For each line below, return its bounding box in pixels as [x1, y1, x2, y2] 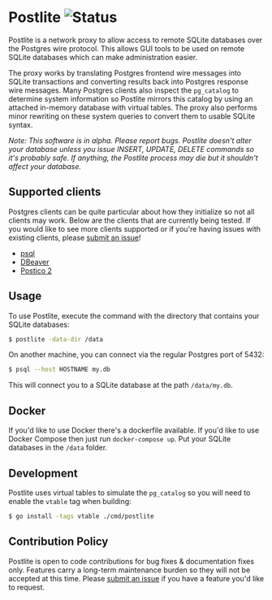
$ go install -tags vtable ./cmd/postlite [8, 512, 154, 520]
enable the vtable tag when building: [8, 496, 132, 506]
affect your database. [8, 161, 82, 171]
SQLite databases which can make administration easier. [8, 52, 198, 62]
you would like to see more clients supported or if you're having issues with [8, 224, 261, 233]
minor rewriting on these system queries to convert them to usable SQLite [8, 111, 256, 121]
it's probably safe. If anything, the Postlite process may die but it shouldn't [8, 153, 258, 163]
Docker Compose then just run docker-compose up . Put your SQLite [8, 434, 231, 444]
